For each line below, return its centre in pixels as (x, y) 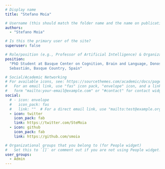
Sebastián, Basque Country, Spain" (46, 68)
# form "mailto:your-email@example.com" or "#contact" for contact (78, 91)
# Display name (21, 10)
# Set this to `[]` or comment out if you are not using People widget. (83, 150)
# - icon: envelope (29, 100)
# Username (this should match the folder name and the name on (72, 23)
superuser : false (23, 46)
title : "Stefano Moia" (28, 14)
